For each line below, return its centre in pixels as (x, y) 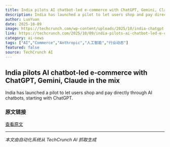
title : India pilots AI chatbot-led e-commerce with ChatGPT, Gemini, (81, 10)
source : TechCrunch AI (29, 52)
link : (11, 33)
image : (12, 29)
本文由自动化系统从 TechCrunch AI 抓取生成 (51, 139)
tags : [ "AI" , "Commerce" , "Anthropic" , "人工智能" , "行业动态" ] (67, 43)
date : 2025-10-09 (24, 24)
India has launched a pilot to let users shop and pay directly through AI (79, 93)
